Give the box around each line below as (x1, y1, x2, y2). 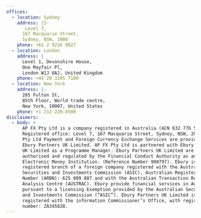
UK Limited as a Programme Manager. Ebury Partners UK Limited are (22, 148, 194, 153)
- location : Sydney (11, 14, 60, 20)
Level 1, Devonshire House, (22, 59, 93, 65)
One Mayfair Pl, (22, 64, 63, 70)
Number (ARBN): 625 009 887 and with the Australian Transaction (22, 176, 188, 182)
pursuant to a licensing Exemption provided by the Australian (22, 186, 184, 192)
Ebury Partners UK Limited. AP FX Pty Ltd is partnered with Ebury (22, 142, 194, 148)
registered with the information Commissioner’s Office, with (22, 198, 181, 204)
